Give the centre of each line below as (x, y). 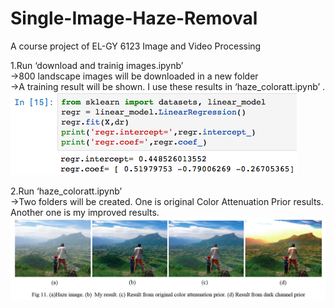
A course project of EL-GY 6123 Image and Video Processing (136, 46)
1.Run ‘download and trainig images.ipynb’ (97, 65)
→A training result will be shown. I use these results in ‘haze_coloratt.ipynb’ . (168, 86)
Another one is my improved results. (85, 212)
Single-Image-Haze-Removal (134, 18)
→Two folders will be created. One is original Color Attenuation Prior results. (167, 201)
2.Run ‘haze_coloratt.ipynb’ (66, 191)
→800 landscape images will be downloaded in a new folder (134, 76)
